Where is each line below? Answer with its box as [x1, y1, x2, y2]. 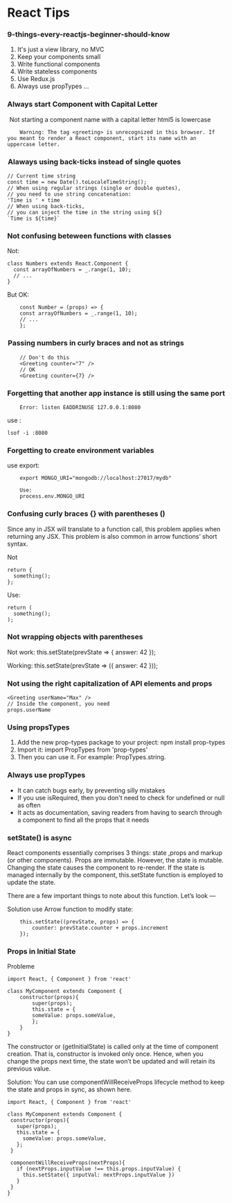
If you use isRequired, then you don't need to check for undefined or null [17, 793, 225, 802]
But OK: [7, 291, 30, 299]
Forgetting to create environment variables [7, 445, 154, 455]
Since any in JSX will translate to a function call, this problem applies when [7, 525, 221, 533]
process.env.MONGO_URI [19, 493, 85, 500]
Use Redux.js [17, 75, 55, 83]
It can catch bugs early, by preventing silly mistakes [17, 786, 166, 795]
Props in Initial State [7, 946, 76, 956]
